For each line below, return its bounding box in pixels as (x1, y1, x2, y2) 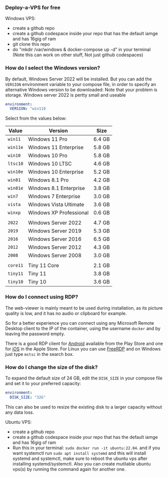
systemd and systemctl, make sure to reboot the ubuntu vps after (12, 455, 148, 461)
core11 (8, 263, 24, 268)
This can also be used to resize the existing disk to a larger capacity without (5, 404, 162, 410)
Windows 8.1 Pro (28, 176, 69, 183)
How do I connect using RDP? (5, 294, 79, 301)
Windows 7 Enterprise (28, 193, 81, 200)
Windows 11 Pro (28, 136, 68, 143)
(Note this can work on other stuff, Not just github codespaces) (12, 52, 143, 58)
